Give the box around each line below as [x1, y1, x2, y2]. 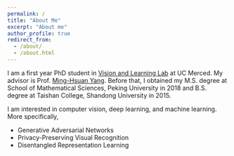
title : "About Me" [7, 17, 61, 24]
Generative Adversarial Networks [17, 126, 114, 134]
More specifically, [7, 112, 59, 120]
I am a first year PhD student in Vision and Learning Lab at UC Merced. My [7, 68, 223, 77]
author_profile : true [7, 30, 71, 37]
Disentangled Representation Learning [17, 141, 129, 149]
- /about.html [13, 50, 55, 57]
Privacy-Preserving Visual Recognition [17, 133, 129, 141]
